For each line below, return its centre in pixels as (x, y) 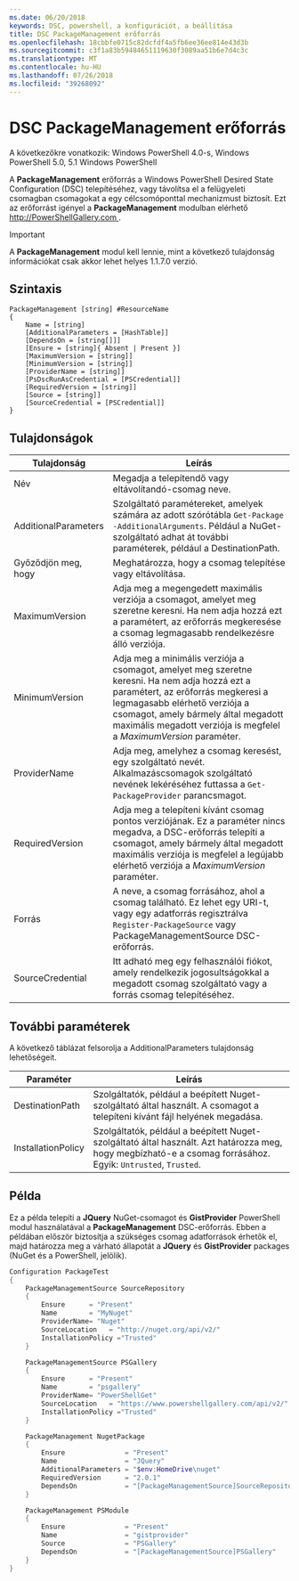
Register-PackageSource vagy (174, 925)
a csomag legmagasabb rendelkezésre (194, 633)
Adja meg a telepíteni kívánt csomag (188, 810)
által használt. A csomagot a (200, 1105)
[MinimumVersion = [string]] (79, 364)
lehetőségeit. (33, 1057)
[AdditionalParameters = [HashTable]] (97, 333)
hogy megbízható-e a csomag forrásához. (182, 1153)
